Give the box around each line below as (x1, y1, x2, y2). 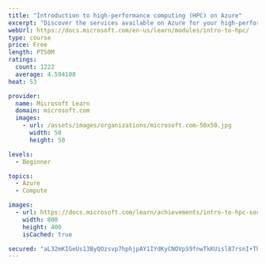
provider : (8, 92, 41, 100)
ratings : (8, 56, 37, 64)
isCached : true (22, 230, 73, 238)
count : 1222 (15, 63, 55, 71)
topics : (8, 172, 34, 180)
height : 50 (28, 136, 66, 144)
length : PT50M (8, 48, 55, 56)
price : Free (8, 41, 47, 49)
